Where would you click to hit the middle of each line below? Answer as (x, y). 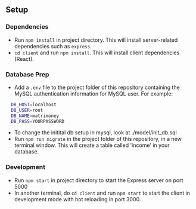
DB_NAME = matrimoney (35, 116)
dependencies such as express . (53, 46)
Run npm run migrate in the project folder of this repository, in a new (98, 139)
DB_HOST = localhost (34, 105)
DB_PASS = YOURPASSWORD (38, 121)
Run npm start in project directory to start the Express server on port (99, 180)
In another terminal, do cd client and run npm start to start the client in (102, 193)
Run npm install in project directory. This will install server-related (96, 40)
